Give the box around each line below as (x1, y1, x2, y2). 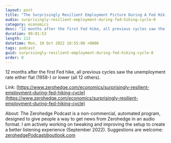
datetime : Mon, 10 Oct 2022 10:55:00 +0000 (5, 41, 99, 46)
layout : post (5, 7, 33, 13)
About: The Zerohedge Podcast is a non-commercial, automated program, (5, 110, 161, 116)
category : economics (5, 21, 49, 27)
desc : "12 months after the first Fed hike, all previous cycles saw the (5, 27, 165, 32)
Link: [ (5, 84, 19, 90)
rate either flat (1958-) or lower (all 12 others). (5, 75, 101, 81)
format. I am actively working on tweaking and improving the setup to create (5, 121, 165, 128)
